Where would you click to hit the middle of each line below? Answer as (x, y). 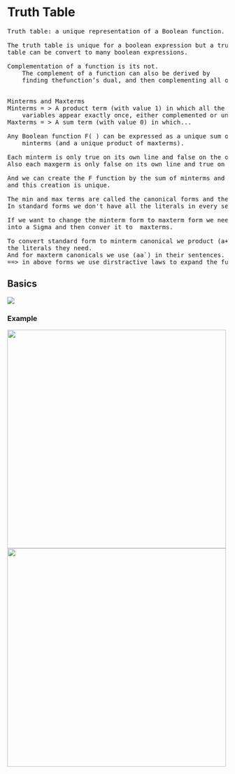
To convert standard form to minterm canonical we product (111, 241)
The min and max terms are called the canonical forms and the (118, 199)
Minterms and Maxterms (46, 101)
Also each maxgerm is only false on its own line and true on (116, 164)
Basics (22, 284)
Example (22, 318)
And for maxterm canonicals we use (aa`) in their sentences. (116, 255)
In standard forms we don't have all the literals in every (113, 206)
